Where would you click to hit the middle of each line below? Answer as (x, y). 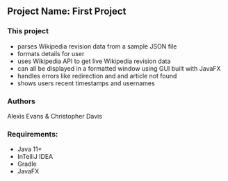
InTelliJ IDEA (35, 157)
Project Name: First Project (67, 11)
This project (28, 31)
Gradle (27, 164)
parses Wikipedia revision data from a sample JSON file (97, 46)
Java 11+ (30, 149)
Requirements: (33, 134)
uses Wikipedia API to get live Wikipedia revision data (94, 61)
